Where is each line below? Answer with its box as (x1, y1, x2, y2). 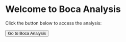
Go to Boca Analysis (8, 30, 46, 36)
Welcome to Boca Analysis (5, 3, 121, 15)
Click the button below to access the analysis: (5, 20, 102, 26)
